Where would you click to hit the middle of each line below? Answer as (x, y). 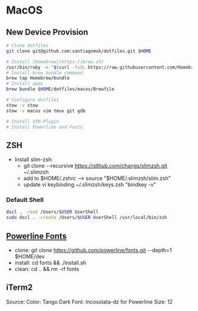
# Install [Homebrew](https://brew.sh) (55, 62)
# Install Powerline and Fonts (44, 127)
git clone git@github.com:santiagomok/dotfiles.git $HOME (79, 51)
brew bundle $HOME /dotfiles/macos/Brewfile (60, 89)
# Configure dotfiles (33, 100)
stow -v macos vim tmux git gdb (46, 111)
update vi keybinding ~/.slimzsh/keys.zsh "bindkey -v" (90, 185)
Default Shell (25, 200)
